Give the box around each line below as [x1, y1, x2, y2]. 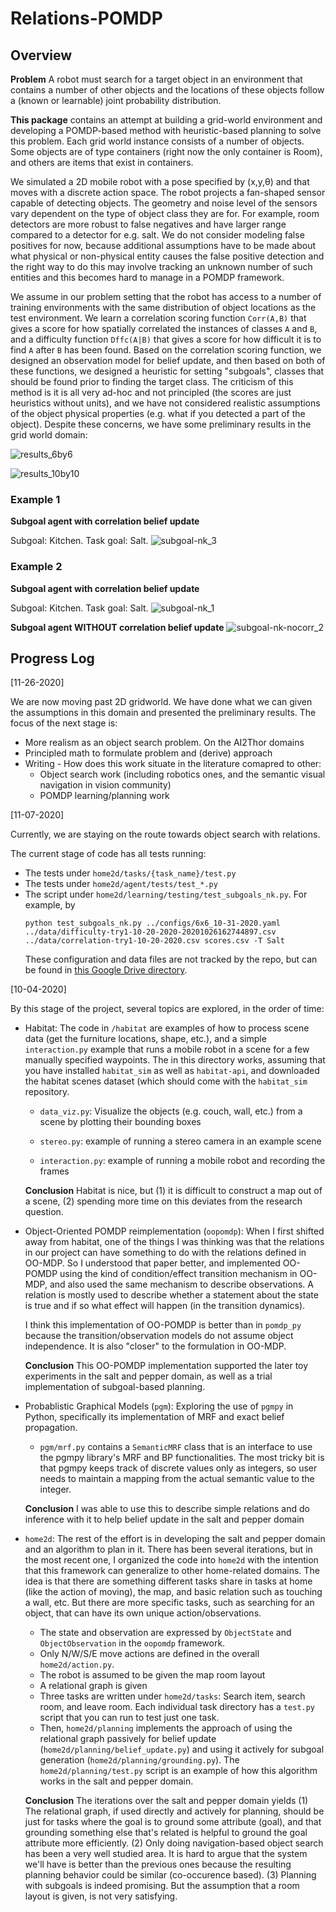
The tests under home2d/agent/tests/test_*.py [24, 878, 218, 890]
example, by [24, 899, 76, 911]
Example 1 [10, 492, 61, 506]
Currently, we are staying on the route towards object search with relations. [10, 828, 321, 841]
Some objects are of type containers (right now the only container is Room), [10, 146, 323, 157]
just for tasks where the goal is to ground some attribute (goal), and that [24, 1816, 322, 1828]
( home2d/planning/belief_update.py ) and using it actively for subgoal [39, 1743, 325, 1756]
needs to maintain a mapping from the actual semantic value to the [39, 1473, 315, 1485]
